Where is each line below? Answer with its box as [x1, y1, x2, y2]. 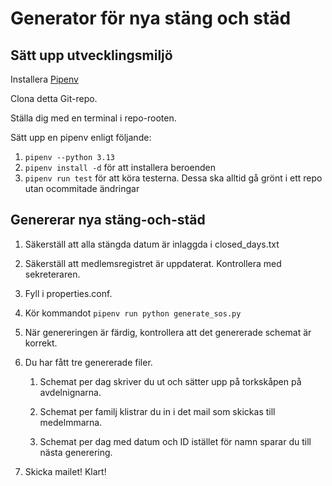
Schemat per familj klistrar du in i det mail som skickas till [39, 405, 276, 417]
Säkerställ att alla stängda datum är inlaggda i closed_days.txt [24, 238, 280, 250]
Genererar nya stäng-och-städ [10, 212, 206, 229]
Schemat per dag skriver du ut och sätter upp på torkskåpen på [39, 375, 302, 387]
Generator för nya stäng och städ [10, 7, 292, 30]
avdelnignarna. [39, 386, 102, 398]
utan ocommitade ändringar [24, 183, 140, 194]
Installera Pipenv [10, 73, 79, 85]
